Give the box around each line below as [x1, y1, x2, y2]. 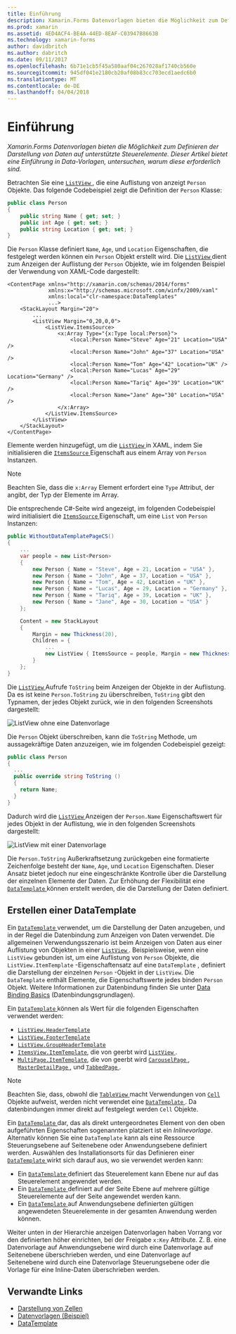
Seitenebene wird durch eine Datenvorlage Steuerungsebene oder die [7, 1257, 210, 1266]
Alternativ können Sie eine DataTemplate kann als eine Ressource [7, 1133, 195, 1142]
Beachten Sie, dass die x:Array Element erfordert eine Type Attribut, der [7, 483, 215, 492]
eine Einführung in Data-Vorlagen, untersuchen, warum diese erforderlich [7, 158, 221, 166]
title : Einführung [7, 10, 61, 18]
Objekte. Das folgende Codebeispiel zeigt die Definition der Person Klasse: [7, 186, 223, 194]
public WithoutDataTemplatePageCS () [7, 533, 114, 540]
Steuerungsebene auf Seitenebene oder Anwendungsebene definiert [7, 1141, 207, 1149]
